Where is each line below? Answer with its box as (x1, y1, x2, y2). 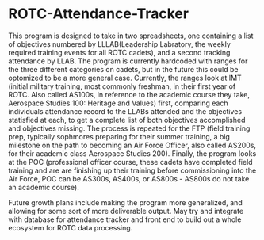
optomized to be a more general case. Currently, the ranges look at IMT (8, 73, 242, 82)
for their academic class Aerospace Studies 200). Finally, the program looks (8, 148, 257, 158)
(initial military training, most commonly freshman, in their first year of (8, 81, 236, 91)
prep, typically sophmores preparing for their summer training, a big (8, 131, 230, 141)
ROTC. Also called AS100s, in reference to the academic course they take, (8, 90, 250, 99)
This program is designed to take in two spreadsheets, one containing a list (8, 31, 254, 40)
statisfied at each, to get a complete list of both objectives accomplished (8, 115, 246, 124)
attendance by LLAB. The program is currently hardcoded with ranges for (8, 56, 248, 66)
